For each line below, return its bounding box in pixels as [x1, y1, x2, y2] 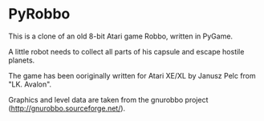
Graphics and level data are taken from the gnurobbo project [8, 95, 209, 104]
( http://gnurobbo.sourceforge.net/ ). [8, 103, 126, 113]
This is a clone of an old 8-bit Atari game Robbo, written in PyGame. [8, 31, 234, 41]
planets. [8, 55, 35, 65]
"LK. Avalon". [8, 79, 52, 89]
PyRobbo [8, 5, 71, 23]
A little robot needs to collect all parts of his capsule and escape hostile [8, 46, 245, 56]
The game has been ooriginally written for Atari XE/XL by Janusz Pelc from [8, 71, 257, 80]
